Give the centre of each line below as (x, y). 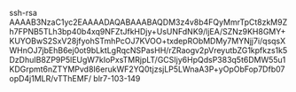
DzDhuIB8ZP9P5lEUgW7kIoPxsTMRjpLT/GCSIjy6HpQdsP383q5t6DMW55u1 (148, 60)
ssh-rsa (23, 13)
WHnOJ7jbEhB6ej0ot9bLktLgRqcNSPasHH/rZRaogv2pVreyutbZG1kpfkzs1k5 (148, 50)
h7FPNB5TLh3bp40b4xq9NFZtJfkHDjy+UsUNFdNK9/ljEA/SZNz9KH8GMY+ (148, 31)
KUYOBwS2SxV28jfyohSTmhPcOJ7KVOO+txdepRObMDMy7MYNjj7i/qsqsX (148, 41)
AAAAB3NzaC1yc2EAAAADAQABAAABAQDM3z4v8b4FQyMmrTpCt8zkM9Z (148, 22)
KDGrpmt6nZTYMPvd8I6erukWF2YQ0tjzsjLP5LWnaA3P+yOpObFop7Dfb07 (147, 69)
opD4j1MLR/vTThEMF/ (50, 78)
